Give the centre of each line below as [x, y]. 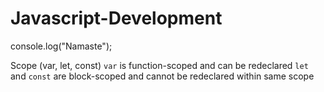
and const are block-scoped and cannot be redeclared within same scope [162, 76]
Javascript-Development [116, 18]
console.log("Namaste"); [61, 46]
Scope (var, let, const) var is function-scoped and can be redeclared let [159, 65]
